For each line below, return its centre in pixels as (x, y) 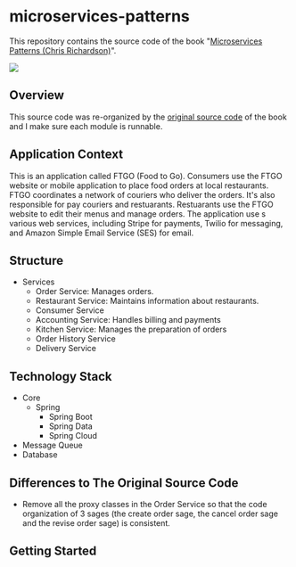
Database (40, 455)
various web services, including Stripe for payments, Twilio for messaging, (146, 223)
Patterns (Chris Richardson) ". (63, 50)
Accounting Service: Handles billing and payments (128, 320)
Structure (37, 260)
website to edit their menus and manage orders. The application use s (137, 214)
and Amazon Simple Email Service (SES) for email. (102, 233)
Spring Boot (71, 417)
